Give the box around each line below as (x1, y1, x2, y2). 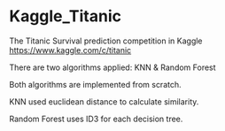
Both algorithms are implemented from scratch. (9, 79, 182, 89)
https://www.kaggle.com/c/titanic (9, 44, 132, 55)
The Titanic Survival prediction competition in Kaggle (9, 35, 203, 46)
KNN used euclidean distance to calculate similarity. (9, 96, 199, 107)
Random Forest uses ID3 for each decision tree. (9, 113, 183, 124)
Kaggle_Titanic (9, 6, 122, 27)
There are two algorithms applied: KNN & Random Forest (9, 62, 216, 73)
